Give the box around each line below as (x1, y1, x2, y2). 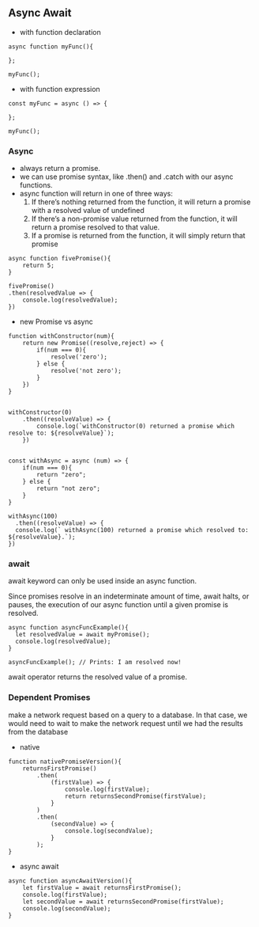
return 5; (22, 261, 55, 270)
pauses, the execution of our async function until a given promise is (8, 600, 229, 610)
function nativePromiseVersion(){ (8, 758, 122, 766)
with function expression (19, 84, 100, 93)
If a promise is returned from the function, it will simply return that (31, 231, 246, 241)
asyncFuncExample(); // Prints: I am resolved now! (8, 659, 182, 667)
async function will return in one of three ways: (19, 189, 174, 199)
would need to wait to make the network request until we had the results (8, 718, 243, 728)
